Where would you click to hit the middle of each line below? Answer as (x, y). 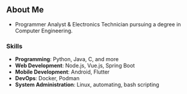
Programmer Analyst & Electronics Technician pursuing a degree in (98, 24)
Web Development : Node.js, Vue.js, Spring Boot (75, 66)
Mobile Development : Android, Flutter (62, 72)
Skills (14, 46)
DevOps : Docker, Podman (47, 78)
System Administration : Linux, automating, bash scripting (87, 85)
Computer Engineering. (44, 31)
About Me (25, 10)
